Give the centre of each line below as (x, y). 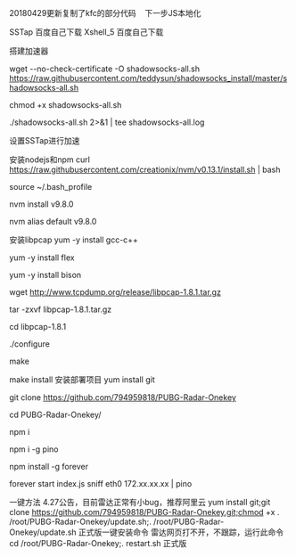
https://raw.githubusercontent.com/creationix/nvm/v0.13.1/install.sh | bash (145, 169)
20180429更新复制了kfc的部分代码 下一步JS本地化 (105, 13)
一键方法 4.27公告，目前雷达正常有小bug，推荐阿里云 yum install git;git (140, 502)
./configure (30, 344)
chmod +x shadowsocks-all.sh (66, 105)
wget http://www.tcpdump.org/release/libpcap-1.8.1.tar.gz (115, 292)
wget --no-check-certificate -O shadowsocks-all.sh (105, 69)
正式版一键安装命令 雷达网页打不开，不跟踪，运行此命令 (181, 532)
